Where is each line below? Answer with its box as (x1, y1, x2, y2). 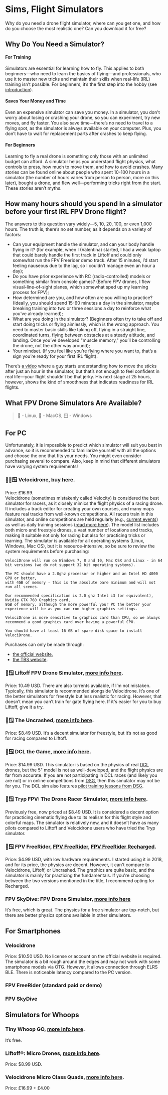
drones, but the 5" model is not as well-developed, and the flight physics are (5, 767, 163, 773)
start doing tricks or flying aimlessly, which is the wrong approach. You (12, 321, 159, 327)
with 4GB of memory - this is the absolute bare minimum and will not (5, 580, 156, 585)
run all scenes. (5, 584, 39, 589)
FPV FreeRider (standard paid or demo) (5, 982, 102, 989)
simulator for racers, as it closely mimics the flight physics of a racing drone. (5, 500, 163, 506)
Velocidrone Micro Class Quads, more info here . (5, 1073, 124, 1080)
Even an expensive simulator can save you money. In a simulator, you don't (5, 109, 160, 115)
